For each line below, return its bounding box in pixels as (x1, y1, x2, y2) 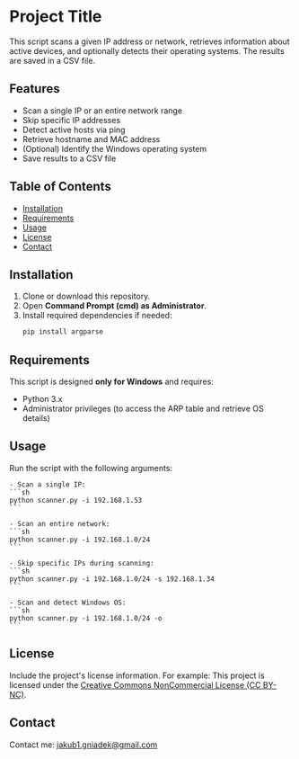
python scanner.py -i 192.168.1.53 (9, 496, 143, 505)
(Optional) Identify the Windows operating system (22, 143, 207, 154)
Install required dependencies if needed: (22, 310, 172, 321)
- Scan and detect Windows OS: (9, 598, 127, 607)
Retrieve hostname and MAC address (22, 133, 161, 145)
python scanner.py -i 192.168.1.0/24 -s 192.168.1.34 (9, 574, 215, 584)
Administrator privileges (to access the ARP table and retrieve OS (22, 403, 264, 415)
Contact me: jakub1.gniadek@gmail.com (9, 739, 158, 750)
